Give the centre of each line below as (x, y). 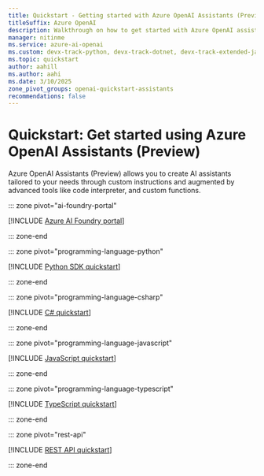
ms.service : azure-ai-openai (56, 45)
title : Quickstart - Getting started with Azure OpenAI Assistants (121, 15)
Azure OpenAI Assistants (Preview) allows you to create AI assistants (120, 173)
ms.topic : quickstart (44, 60)
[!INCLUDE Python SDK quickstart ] (64, 267)
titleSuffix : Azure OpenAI (52, 23)
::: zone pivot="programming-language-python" (86, 251)
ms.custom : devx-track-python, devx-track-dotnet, (93, 52)
